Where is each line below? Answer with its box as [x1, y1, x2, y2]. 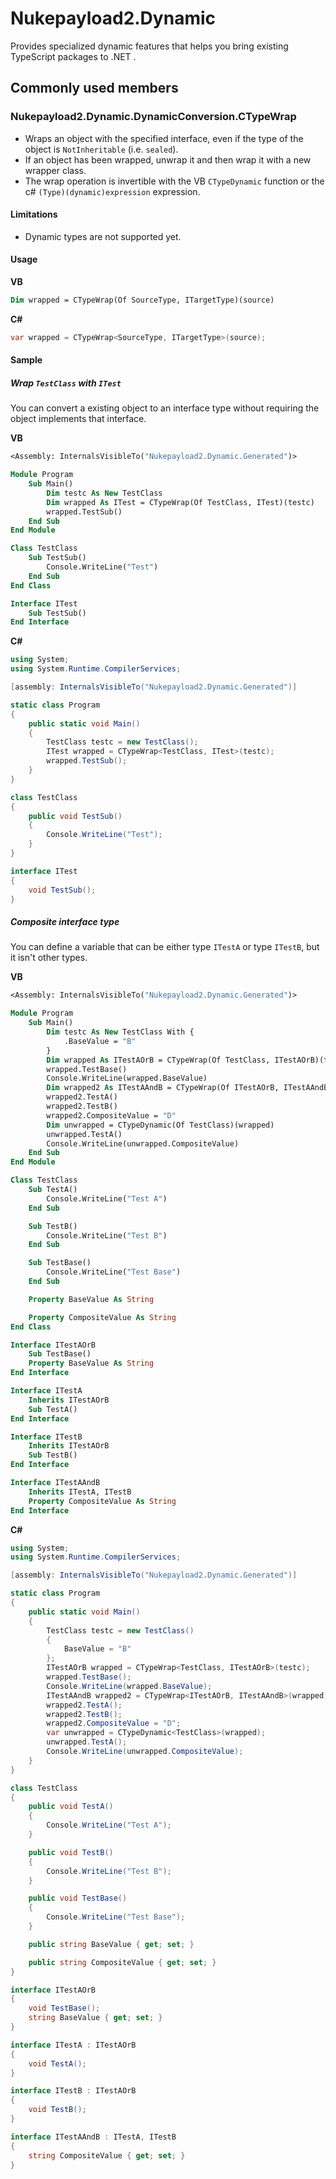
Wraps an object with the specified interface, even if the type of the [24, 132, 304, 144]
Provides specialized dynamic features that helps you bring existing [10, 40, 289, 52]
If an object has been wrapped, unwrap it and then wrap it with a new [24, 153, 312, 166]
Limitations [10, 208, 58, 221]
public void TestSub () [28, 811, 123, 821]
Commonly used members [10, 80, 179, 97]
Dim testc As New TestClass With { [46, 1027, 195, 1037]
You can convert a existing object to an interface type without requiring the [10, 402, 320, 414]
